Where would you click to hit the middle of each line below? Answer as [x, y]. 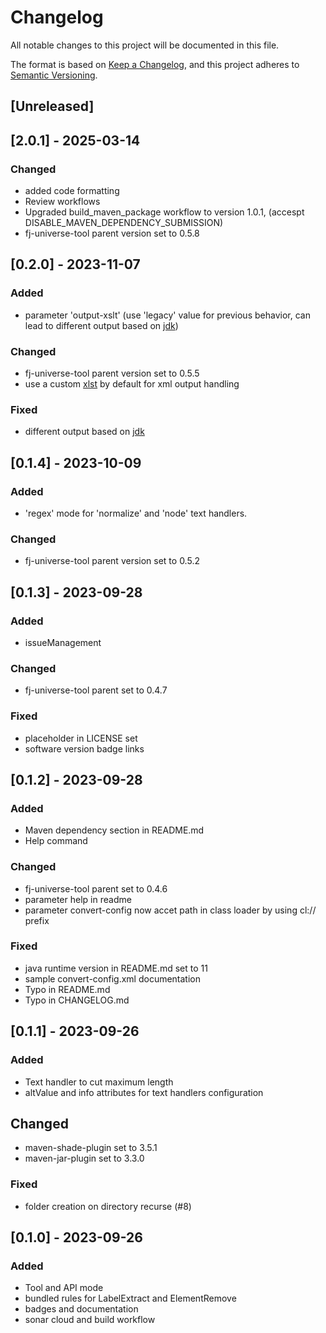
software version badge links [84, 748]
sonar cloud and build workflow [90, 1320]
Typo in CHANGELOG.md [77, 1000]
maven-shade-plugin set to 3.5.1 [91, 1148]
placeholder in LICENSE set [81, 738]
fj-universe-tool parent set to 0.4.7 [96, 690]
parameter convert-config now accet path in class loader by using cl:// [170, 910]
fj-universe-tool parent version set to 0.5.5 [112, 373]
